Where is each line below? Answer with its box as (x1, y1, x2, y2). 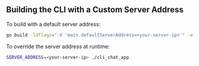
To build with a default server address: (6, 20, 101, 27)
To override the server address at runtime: (6, 43, 110, 50)
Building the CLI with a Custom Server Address (6, 5, 184, 15)
